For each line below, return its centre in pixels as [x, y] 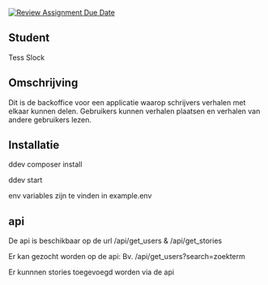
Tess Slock [27, 57]
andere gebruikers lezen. [50, 119]
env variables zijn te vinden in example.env [80, 196]
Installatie [34, 145]
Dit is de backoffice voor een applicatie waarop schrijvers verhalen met [127, 102]
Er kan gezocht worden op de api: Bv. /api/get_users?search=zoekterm [127, 257]
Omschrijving [43, 83]
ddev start [26, 180]
